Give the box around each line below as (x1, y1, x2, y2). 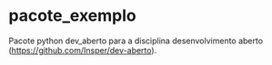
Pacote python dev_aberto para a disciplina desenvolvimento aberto (8, 35, 264, 46)
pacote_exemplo (8, 5, 137, 26)
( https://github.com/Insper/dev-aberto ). (8, 44, 157, 55)
